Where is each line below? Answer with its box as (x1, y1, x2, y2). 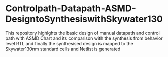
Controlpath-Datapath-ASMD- (5, 3, 136, 14)
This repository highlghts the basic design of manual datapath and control (5, 30, 160, 36)
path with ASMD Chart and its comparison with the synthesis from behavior (5, 35, 163, 41)
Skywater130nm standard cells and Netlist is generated (5, 46, 121, 52)
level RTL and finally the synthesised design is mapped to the (5, 40, 133, 46)
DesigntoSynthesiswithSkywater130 (5, 13, 163, 25)
